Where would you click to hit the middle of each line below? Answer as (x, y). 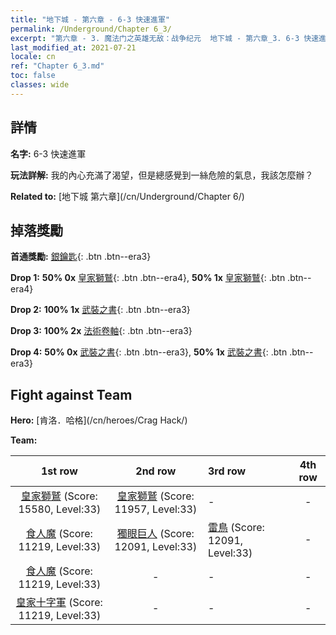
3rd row (227, 471)
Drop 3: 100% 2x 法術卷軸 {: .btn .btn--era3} (101, 331)
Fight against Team (71, 394)
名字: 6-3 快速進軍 (48, 153)
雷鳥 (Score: (236, 528)
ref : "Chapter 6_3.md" (57, 66)
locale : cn (33, 57)
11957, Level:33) (156, 509)
